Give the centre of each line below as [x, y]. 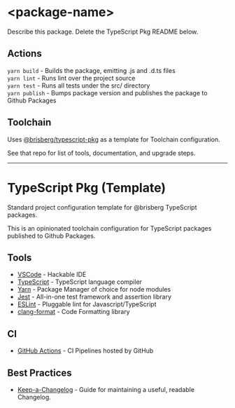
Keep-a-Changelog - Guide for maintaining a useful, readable [106, 389]
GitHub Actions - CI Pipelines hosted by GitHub [85, 351]
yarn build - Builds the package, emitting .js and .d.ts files [92, 70]
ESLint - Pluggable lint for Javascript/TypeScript [87, 304]
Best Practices [40, 373]
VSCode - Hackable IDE [52, 275]
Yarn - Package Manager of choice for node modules [94, 290]
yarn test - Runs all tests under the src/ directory [79, 86]
